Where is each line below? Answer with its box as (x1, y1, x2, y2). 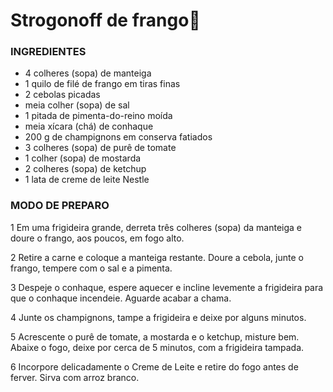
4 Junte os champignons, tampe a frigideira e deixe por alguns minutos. (10, 311, 307, 323)
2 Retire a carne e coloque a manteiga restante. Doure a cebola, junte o (10, 251, 304, 263)
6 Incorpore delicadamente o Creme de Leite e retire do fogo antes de (10, 360, 299, 373)
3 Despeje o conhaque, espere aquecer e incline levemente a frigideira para (10, 281, 324, 293)
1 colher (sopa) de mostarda (24, 152, 142, 164)
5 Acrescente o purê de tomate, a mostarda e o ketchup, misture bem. (10, 330, 300, 343)
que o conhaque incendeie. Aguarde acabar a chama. (10, 292, 232, 304)
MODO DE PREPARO (10, 199, 110, 213)
